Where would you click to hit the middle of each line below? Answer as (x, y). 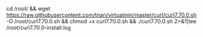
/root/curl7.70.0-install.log (39, 27)
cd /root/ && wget (28, 9)
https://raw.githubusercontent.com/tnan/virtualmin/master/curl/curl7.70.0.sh (101, 15)
